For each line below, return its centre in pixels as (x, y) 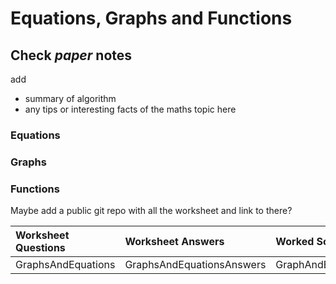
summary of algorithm (70, 98)
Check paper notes (71, 55)
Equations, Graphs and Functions (151, 18)
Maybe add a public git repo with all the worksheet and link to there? (151, 211)
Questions (40, 248)
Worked (295, 242)
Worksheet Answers (174, 242)
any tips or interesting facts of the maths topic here (130, 109)
